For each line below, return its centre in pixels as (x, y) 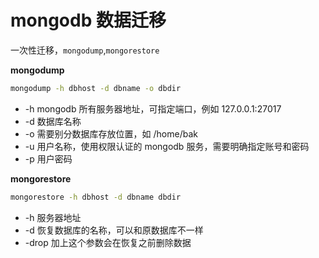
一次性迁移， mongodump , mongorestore (85, 50)
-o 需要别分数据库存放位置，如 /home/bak (111, 133)
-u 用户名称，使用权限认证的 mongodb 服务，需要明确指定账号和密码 (167, 146)
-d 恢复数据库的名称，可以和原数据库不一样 (114, 230)
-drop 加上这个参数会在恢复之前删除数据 (108, 242)
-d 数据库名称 (53, 121)
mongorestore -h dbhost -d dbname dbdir (96, 197)
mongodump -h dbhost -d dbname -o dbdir (96, 88)
